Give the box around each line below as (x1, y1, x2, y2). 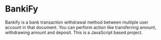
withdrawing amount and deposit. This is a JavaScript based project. (5, 29, 143, 35)
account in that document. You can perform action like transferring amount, (5, 24, 157, 30)
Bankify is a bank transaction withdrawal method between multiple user (5, 19, 148, 25)
